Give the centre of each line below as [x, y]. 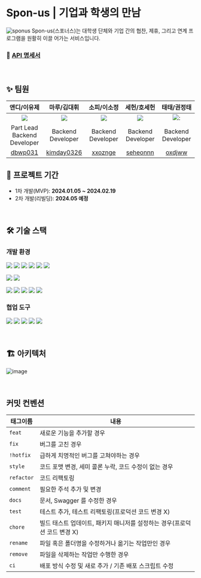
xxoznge [104, 152]
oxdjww [176, 152]
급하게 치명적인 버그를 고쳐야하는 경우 [90, 456]
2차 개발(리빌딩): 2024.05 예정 [51, 198]
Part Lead [25, 128]
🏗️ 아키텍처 [26, 354]
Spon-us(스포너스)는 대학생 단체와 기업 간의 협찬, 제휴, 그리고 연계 [109, 31]
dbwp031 [25, 152]
